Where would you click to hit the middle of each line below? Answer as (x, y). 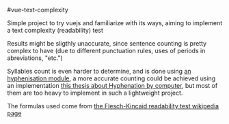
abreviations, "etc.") (35, 58)
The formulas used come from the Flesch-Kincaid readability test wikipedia (113, 106)
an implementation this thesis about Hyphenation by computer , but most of (112, 86)
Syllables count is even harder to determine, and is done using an (99, 71)
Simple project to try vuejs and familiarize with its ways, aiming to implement (115, 23)
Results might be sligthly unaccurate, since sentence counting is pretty (107, 43)
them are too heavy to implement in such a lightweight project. (95, 93)
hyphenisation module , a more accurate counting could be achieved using (111, 78)
